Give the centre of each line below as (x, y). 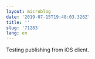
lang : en (17, 33)
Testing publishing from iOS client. (48, 50)
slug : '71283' (23, 28)
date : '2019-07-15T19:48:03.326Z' (48, 17)
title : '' (18, 22)
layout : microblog (28, 11)
